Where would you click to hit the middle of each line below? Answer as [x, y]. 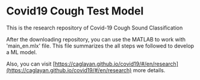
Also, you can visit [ [31, 64]
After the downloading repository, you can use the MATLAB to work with [96, 39]
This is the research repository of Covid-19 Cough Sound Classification [95, 28]
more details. [149, 70]
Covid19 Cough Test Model [75, 11]
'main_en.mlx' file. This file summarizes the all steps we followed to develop [100, 46]
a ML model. [22, 52]
